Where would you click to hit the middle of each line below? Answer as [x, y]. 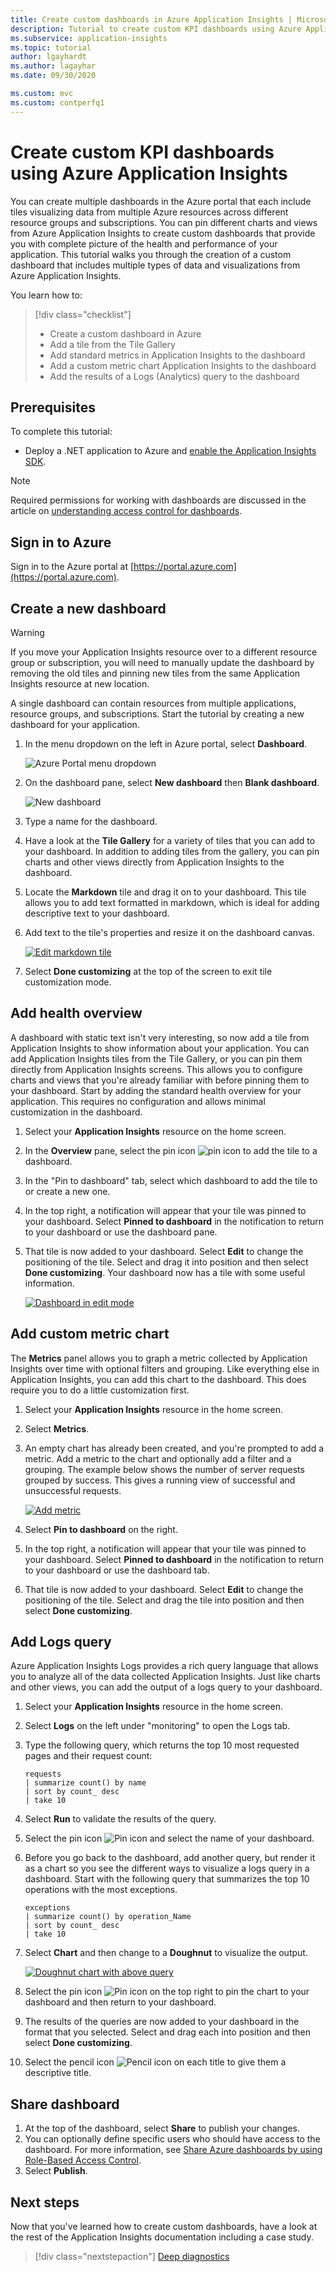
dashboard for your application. [75, 724]
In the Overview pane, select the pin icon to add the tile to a [171, 1150]
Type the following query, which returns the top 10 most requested [162, 1745]
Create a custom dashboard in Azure [125, 333]
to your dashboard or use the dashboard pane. [121, 1232]
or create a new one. [67, 1191]
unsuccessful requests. [73, 1490]
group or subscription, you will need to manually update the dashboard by [162, 662]
